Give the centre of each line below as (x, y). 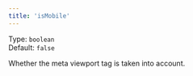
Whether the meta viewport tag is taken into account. (97, 63)
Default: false (31, 47)
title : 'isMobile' (39, 16)
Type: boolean (31, 39)
